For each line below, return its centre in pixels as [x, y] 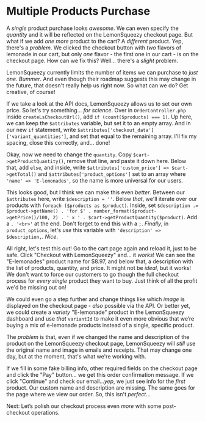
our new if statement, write [41, 129]
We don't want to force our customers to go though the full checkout [92, 274]
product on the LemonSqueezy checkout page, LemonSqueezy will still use [101, 343]
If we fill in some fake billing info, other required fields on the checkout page [102, 368]
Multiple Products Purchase [78, 11]
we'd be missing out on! [36, 287]
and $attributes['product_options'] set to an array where [112, 174]
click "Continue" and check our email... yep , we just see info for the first [96, 381]
